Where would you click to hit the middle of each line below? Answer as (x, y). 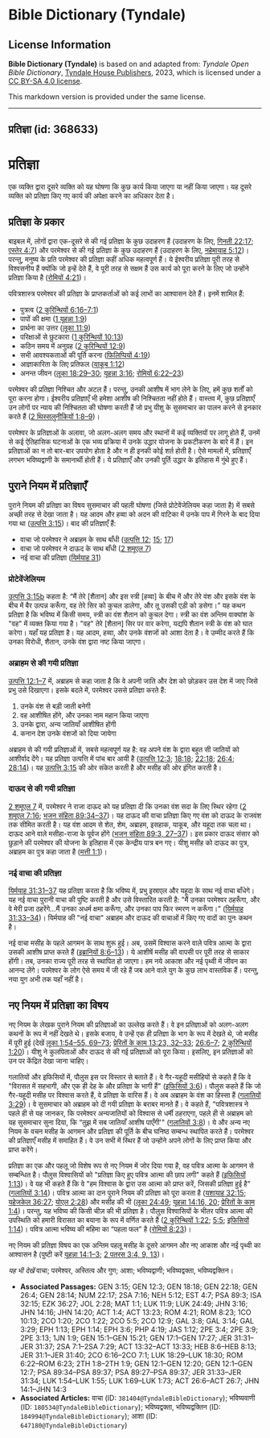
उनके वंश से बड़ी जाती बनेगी (55, 706)
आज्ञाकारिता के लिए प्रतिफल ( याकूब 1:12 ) (72, 364)
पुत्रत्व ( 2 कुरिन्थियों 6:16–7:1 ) (59, 310)
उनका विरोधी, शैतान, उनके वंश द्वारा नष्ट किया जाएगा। (77, 642)
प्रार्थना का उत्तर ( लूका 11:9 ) (55, 328)
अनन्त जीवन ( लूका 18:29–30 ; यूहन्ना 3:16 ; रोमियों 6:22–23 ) (102, 373)
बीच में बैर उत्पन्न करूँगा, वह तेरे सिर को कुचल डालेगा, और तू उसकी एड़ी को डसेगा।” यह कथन (127, 605)
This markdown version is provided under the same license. (107, 97)
